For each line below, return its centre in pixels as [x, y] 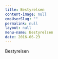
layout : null [18, 28]
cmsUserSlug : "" [21, 19]
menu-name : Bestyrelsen [29, 32]
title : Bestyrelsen [25, 10]
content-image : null [26, 14]
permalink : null [21, 23]
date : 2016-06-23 [23, 37]
